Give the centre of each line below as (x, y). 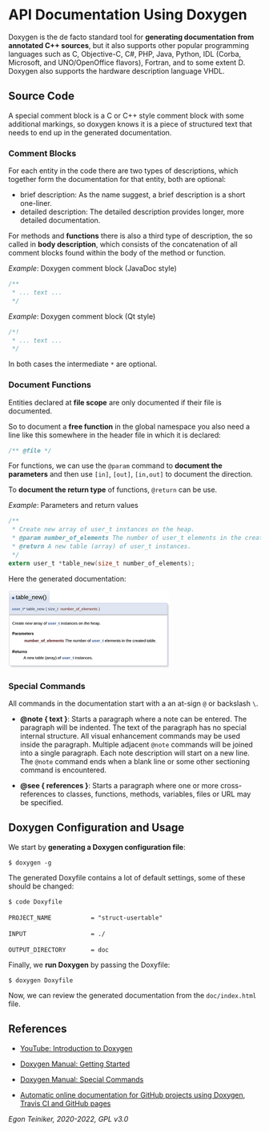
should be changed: (41, 886)
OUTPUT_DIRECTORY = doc (59, 950)
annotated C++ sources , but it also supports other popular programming (129, 45)
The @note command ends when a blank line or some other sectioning (135, 762)
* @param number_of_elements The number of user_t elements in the (126, 538)
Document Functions (50, 385)
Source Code (41, 97)
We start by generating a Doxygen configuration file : (97, 847)
